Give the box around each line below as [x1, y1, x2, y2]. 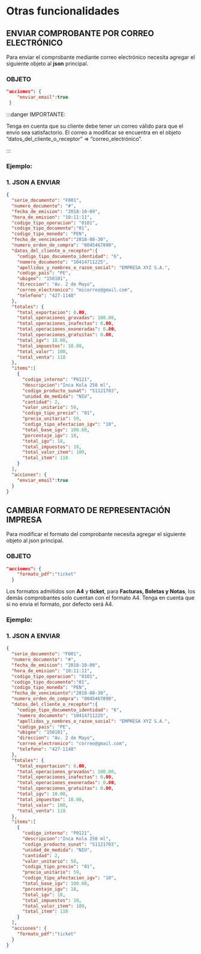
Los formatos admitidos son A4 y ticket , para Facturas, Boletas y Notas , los [6, 588, 196, 595]
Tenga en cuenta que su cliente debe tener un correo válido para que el [6, 122, 184, 129]
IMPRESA [6, 514, 42, 525]
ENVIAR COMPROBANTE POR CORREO [6, 28, 154, 39]
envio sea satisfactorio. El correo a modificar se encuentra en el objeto [6, 128, 181, 136]
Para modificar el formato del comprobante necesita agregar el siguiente [6, 531, 186, 538]
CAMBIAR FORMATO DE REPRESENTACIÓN [6, 505, 171, 516]
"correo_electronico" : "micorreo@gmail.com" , [17, 287, 133, 293]
